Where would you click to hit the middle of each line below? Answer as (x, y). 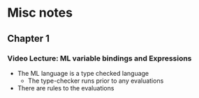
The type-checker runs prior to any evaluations (96, 81)
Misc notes (40, 13)
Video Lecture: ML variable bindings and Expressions (99, 58)
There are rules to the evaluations (66, 88)
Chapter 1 (29, 39)
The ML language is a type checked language (83, 73)
